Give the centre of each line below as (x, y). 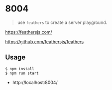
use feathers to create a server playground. (62, 22)
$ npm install (20, 69)
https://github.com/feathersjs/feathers (44, 42)
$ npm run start (22, 73)
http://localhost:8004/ (35, 82)
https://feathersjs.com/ (29, 32)
